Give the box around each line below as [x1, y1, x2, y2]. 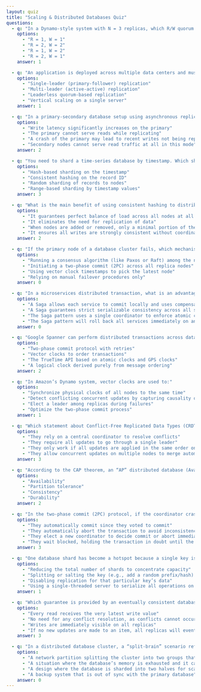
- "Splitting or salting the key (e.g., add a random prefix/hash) [22, 572, 194, 578]
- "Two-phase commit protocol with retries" [22, 346, 135, 352]
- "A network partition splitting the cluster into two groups [22, 655, 184, 661]
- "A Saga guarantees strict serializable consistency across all [22, 307, 191, 313]
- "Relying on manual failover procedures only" [22, 274, 146, 280]
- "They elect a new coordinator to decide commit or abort [22, 534, 175, 539]
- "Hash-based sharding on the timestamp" [22, 169, 130, 175]
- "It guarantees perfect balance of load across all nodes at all [22, 213, 194, 219]
